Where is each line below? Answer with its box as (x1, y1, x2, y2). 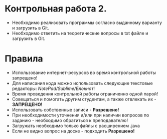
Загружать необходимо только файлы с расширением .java (12, 122, 140, 128)
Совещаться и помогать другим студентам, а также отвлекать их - (12, 96, 156, 102)
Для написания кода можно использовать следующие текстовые (12, 80, 153, 86)
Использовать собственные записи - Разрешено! (12, 106, 119, 112)
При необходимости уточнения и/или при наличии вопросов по (12, 112, 149, 118)
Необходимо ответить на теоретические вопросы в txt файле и (12, 30, 148, 36)
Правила (5, 53, 43, 64)
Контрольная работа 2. (5, 3, 107, 14)
